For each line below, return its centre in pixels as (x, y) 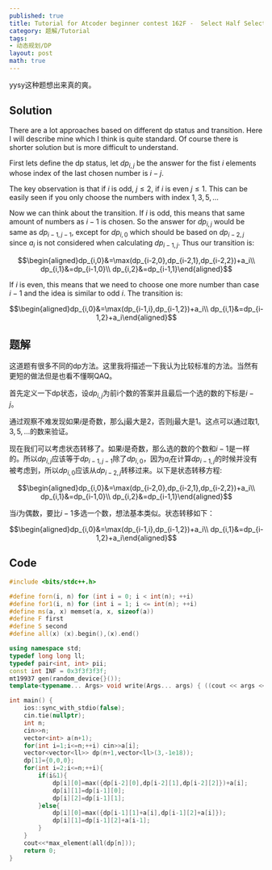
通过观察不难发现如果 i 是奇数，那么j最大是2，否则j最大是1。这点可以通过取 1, (135, 421)
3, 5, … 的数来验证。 (41, 432)
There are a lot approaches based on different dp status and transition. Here (136, 130)
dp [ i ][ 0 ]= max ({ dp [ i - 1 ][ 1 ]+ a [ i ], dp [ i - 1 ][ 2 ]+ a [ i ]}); (139, 813)
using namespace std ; (46, 649)
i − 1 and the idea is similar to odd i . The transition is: (96, 293)
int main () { (31, 701)
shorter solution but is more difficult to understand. (94, 147)
